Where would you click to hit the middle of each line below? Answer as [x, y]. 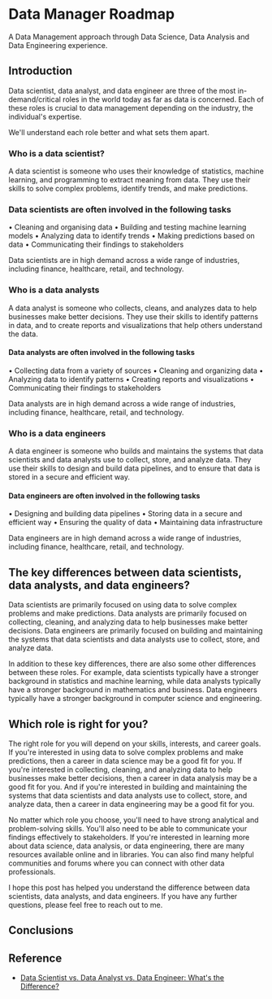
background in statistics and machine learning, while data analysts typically [135, 681]
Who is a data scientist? [57, 153]
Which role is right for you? [78, 724]
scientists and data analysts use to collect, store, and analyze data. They [130, 460]
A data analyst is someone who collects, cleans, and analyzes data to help [133, 308]
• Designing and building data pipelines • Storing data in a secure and [125, 514]
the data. [23, 334]
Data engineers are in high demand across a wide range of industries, [125, 538]
